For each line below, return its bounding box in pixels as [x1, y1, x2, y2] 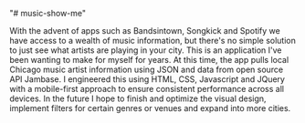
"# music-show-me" [9, 8, 87, 18]
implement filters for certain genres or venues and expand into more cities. [9, 103, 291, 113]
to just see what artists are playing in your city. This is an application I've [9, 45, 282, 56]
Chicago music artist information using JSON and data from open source [9, 64, 284, 75]
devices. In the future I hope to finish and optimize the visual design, [9, 93, 267, 104]
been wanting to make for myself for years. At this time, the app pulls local [9, 55, 289, 65]
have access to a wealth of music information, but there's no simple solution [9, 36, 297, 46]
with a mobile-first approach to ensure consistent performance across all [9, 84, 285, 94]
